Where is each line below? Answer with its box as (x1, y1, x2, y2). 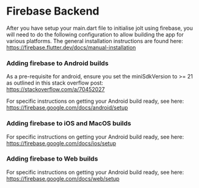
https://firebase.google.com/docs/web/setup (6, 175, 120, 182)
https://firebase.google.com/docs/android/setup (6, 104, 128, 111)
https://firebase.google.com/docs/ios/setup (6, 139, 117, 147)
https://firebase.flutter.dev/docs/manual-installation (6, 44, 136, 51)
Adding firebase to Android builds (6, 59, 109, 68)
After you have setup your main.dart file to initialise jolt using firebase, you (6, 24, 194, 32)
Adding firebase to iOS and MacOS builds (6, 119, 131, 128)
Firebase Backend (6, 4, 99, 18)
